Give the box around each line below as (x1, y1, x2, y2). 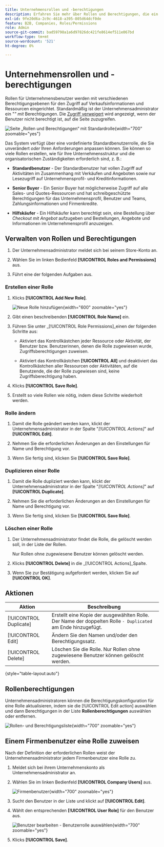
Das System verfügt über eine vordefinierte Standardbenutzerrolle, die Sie (5, 140, 155, 146)
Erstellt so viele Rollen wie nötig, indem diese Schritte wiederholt (12, 392, 143, 398)
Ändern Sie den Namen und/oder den (51, 632, 138, 639)
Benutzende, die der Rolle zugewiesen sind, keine (19, 368, 120, 374)
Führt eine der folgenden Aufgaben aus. (12, 271, 93, 277)
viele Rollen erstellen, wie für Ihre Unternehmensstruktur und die (5, 150, 135, 156)
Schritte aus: (12, 328, 38, 334)
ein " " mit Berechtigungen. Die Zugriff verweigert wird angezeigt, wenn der (5, 111, 156, 117)
